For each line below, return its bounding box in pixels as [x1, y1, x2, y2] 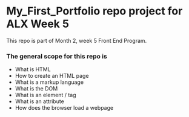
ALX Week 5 [6, 17, 70, 31]
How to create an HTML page [15, 72, 89, 80]
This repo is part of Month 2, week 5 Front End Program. [6, 37, 147, 44]
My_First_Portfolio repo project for [6, 4, 183, 18]
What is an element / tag [15, 92, 77, 99]
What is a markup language [15, 78, 84, 86]
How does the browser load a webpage [15, 104, 114, 112]
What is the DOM [15, 85, 58, 92]
